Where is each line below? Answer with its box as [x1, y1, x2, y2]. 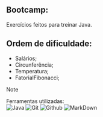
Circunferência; [14, 61, 54, 69]
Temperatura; [14, 67, 49, 75]
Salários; [14, 55, 37, 62]
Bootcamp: [6, 5, 49, 15]
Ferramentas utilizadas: [6, 97, 64, 105]
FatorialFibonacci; [14, 74, 60, 81]
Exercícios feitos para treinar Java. [6, 21, 92, 28]
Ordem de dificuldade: [6, 39, 92, 49]
